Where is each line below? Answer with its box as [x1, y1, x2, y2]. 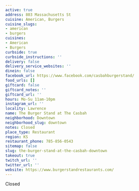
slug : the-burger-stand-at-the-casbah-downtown [5, 149, 108, 154]
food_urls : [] [5, 78, 35, 83]
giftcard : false [5, 82, 39, 87]
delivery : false [5, 59, 39, 64]
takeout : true [5, 153, 35, 158]
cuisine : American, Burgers [5, 17, 65, 22]
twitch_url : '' [5, 158, 37, 163]
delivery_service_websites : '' [5, 64, 71, 69]
